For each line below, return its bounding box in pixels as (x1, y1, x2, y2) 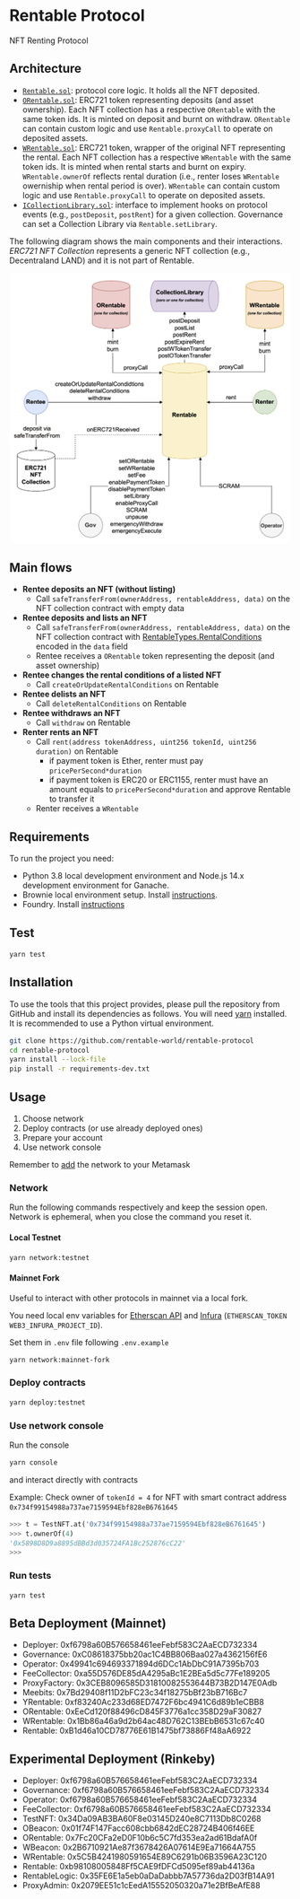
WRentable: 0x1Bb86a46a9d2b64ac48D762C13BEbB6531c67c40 (21, 1716, 265, 1727)
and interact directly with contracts (9, 1474, 139, 1485)
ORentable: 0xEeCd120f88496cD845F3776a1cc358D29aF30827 (21, 1706, 262, 1717)
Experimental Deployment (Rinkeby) (9, 1751, 216, 1766)
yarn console (9, 1457, 58, 1467)
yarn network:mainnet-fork (9, 1355, 110, 1364)
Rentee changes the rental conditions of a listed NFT (21, 669, 222, 680)
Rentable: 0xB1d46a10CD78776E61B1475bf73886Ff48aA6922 (21, 1725, 252, 1737)
